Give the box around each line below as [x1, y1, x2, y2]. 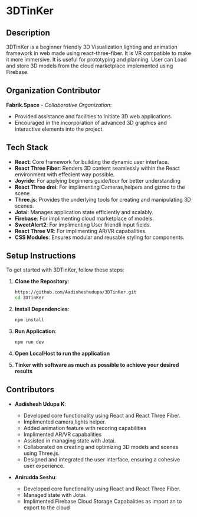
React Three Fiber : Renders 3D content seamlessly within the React [14, 164, 180, 172]
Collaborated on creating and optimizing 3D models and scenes [23, 443, 179, 450]
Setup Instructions [6, 251, 76, 261]
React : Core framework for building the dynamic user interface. [14, 158, 169, 165]
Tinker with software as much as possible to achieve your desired [14, 361, 179, 368]
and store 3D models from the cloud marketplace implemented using [6, 62, 173, 69]
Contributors [6, 384, 55, 395]
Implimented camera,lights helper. [23, 418, 106, 425]
